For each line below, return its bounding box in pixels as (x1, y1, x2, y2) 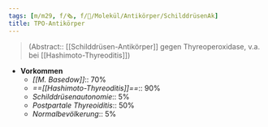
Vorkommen (19, 66, 63, 75)
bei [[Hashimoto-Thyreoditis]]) (28, 50, 131, 60)
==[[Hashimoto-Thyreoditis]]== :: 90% (32, 83, 161, 93)
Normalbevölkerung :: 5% (32, 108, 116, 118)
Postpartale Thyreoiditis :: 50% (32, 100, 136, 110)
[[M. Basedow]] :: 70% (32, 74, 107, 84)
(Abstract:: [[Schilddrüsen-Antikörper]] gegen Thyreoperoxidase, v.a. (28, 41, 261, 51)
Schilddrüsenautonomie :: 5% (32, 91, 130, 101)
